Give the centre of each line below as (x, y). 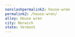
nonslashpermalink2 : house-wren (37, 9)
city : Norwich (19, 23)
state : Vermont (20, 27)
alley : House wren (23, 18)
